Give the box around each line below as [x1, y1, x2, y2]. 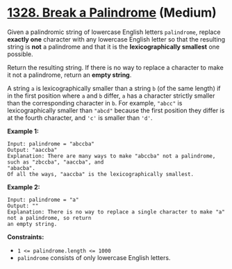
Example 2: [7, 182, 40, 191]
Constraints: [7, 232, 44, 241]
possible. [7, 50, 33, 58]
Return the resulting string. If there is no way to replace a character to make [7, 63, 224, 71]
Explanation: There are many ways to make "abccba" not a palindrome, [7, 153, 216, 159]
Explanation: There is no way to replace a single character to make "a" [7, 208, 226, 216]
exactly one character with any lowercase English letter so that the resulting [7, 35, 226, 43]
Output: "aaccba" [7, 146, 58, 153]
